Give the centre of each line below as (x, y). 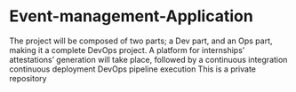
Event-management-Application (131, 16)
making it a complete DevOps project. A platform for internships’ (127, 50)
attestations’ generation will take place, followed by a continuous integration (148, 59)
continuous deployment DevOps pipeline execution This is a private (132, 69)
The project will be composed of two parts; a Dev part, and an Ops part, (141, 41)
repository (28, 78)
